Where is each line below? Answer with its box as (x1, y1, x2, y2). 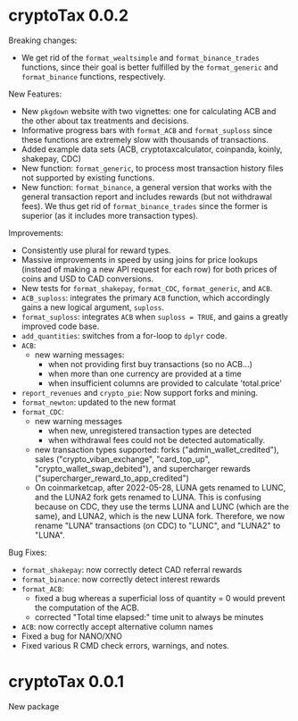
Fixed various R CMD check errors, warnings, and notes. (21, 640, 229, 650)
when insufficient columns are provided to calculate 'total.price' (47, 377, 283, 389)
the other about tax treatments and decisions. (21, 115, 189, 126)
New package (8, 700, 60, 711)
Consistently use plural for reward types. (21, 245, 171, 256)
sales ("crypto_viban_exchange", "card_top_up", (34, 453, 211, 465)
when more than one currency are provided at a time (47, 368, 242, 379)
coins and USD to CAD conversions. (21, 273, 154, 284)
